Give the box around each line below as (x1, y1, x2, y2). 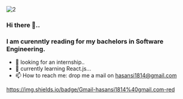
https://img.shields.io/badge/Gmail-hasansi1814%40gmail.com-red (6, 86, 175, 94)
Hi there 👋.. (6, 21, 41, 29)
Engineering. (6, 44, 46, 53)
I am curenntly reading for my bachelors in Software (6, 37, 163, 46)
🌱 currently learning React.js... (15, 65, 91, 72)
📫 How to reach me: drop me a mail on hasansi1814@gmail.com (15, 72, 177, 79)
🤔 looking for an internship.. (15, 58, 85, 66)
